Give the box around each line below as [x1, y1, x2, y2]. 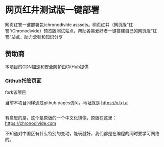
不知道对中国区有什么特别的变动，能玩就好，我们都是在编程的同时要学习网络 [5, 131, 160, 137]
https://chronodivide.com [5, 120, 56, 126]
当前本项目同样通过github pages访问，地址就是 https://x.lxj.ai [5, 100, 129, 106]
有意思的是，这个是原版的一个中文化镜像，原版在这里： [5, 115, 117, 121]
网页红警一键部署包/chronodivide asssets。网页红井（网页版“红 [5, 22, 133, 28]
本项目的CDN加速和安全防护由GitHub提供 [5, 63, 89, 69]
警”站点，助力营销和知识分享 [5, 34, 63, 40]
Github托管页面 [5, 77, 42, 84]
